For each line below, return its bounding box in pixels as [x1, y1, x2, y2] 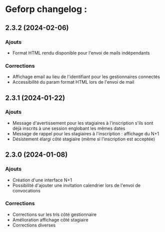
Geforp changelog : [5, 4, 87, 15]
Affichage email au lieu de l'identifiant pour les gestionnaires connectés [12, 74, 160, 80]
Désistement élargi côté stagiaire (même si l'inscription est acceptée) [12, 136, 155, 142]
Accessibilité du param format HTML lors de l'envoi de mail [12, 79, 134, 85]
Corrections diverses [12, 222, 56, 228]
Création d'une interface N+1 [12, 177, 72, 183]
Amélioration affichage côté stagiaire [12, 216, 88, 222]
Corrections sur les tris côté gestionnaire [12, 211, 96, 217]
